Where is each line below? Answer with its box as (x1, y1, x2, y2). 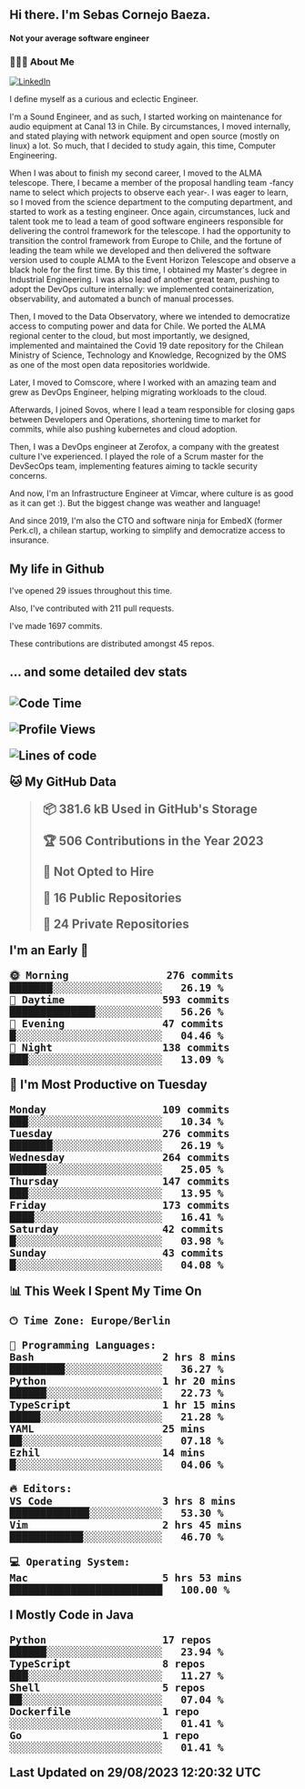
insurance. (9, 534, 49, 545)
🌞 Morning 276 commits (9, 969, 234, 981)
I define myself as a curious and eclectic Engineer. (9, 94, 198, 105)
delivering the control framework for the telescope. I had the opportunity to (9, 226, 291, 237)
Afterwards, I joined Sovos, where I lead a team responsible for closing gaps (9, 404, 296, 415)
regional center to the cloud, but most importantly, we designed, (9, 330, 250, 341)
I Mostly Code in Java (9, 1607, 134, 1622)
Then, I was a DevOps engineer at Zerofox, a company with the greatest (9, 442, 280, 452)
